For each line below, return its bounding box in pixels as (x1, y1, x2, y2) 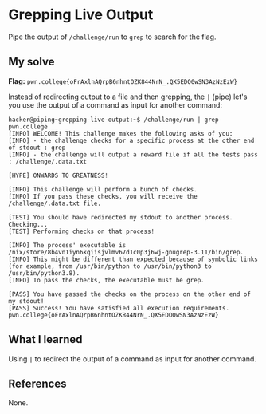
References (8, 377, 67, 390)
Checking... (8, 220, 48, 228)
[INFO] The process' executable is (8, 241, 127, 249)
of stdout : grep (8, 144, 66, 152)
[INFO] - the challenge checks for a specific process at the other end (8, 136, 255, 144)
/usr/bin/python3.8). (8, 269, 80, 277)
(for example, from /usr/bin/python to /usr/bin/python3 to (8, 262, 213, 270)
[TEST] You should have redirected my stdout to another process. (8, 213, 233, 221)
